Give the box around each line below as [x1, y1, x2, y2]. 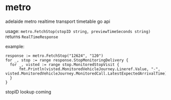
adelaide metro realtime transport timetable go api [5, 18, 110, 24]
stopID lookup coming [5, 88, 52, 95]
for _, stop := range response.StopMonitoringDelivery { [5, 57, 129, 62]
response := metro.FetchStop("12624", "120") [5, 53, 103, 58]
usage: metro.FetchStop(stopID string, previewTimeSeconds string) [5, 28, 151, 34]
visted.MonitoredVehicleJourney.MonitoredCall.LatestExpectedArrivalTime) [5, 71, 167, 76]
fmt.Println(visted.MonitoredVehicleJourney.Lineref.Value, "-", [18, 66, 160, 72]
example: [5, 43, 24, 49]
